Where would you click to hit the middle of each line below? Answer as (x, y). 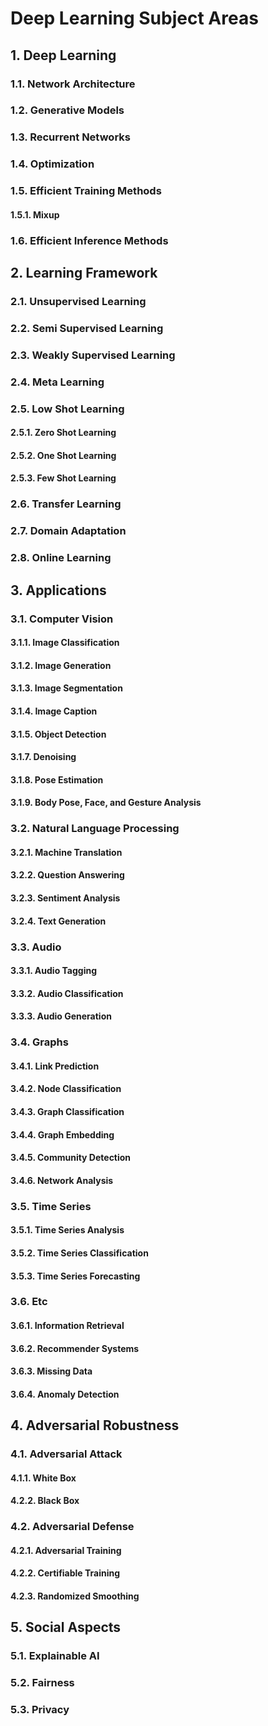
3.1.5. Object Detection (58, 734)
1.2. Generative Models (67, 110)
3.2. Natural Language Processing (95, 829)
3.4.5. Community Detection (71, 1158)
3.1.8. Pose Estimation (57, 779)
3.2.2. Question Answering (67, 875)
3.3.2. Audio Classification (67, 993)
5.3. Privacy (40, 1710)
